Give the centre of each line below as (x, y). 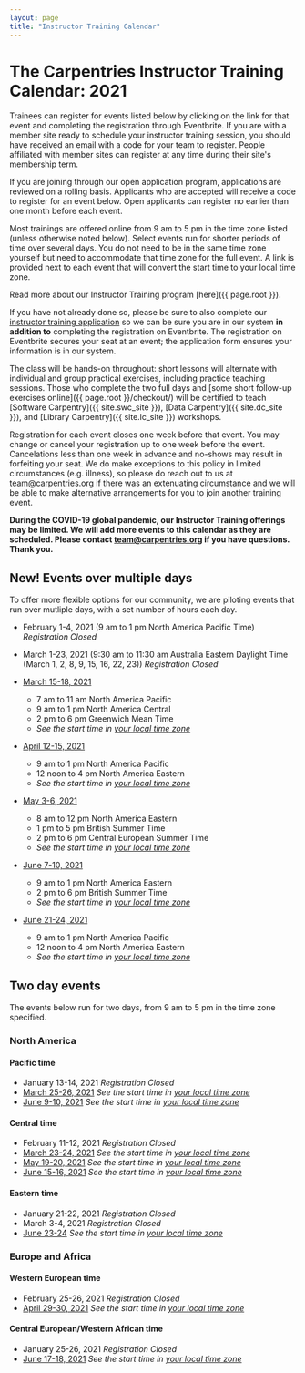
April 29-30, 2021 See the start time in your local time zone (133, 1307)
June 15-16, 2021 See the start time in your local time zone (132, 1173)
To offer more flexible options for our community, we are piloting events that (152, 600)
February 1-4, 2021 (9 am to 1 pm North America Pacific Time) (138, 627)
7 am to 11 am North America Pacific (104, 700)
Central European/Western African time (86, 1329)
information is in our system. (63, 351)
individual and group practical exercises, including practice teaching (137, 378)
